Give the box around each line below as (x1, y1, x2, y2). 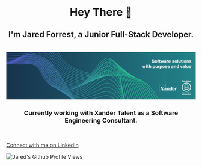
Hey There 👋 (70, 5, 132, 19)
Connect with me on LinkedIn (6, 141, 79, 149)
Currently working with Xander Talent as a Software (23, 108, 179, 117)
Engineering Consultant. (64, 116, 138, 124)
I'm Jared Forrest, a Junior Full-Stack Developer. (8, 29, 194, 40)
